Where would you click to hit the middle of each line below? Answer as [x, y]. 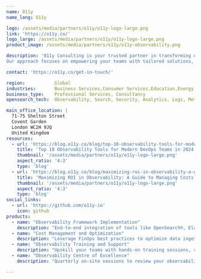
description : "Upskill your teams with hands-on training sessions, [104, 250]
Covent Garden [29, 122]
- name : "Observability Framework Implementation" [76, 222]
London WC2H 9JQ [32, 127]
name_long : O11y [26, 17]
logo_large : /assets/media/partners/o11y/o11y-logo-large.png [85, 40]
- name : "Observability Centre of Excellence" [71, 256]
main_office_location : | [37, 111]
